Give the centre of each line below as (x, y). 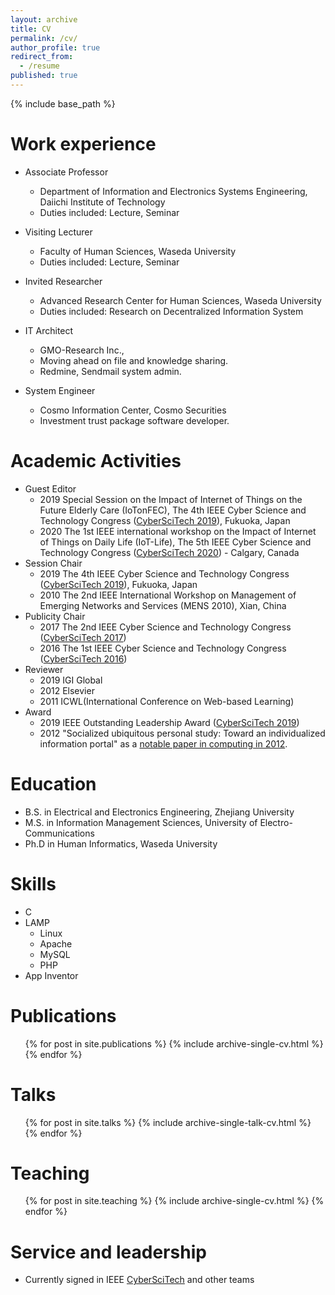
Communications (59, 833)
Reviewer (44, 669)
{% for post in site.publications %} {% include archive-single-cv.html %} (174, 1043)
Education (53, 783)
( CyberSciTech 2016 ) (83, 658)
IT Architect (49, 330)
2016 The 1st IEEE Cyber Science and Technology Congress (163, 648)
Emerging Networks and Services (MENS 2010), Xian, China (163, 605)
